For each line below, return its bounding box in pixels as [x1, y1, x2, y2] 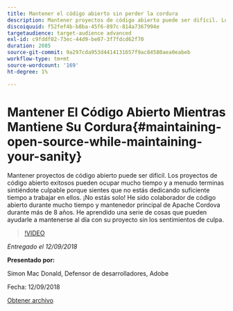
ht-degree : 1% [7, 68, 49, 75]
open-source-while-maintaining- [7, 133, 202, 149]
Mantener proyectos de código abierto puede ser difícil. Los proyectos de [7, 171, 218, 180]
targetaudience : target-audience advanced [7, 29, 132, 37]
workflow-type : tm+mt [7, 56, 70, 62]
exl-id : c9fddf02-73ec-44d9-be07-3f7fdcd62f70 [7, 36, 144, 43]
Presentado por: [7, 256, 55, 264]
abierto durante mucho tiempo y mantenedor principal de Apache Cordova [7, 201, 221, 209]
